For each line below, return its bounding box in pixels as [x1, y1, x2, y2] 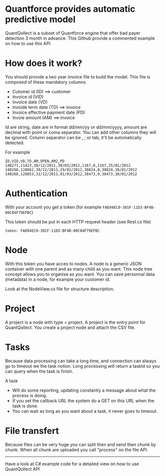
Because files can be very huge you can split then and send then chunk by [5, 441, 156, 447]
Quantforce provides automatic [5, 3, 136, 15]
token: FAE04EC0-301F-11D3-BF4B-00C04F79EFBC [5, 228, 100, 233]
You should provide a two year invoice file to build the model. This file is [5, 74, 151, 79]
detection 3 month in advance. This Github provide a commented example [5, 35, 155, 41]
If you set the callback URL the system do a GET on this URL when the [12, 398, 155, 403]
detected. [5, 140, 25, 146]
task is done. [12, 403, 38, 409]
